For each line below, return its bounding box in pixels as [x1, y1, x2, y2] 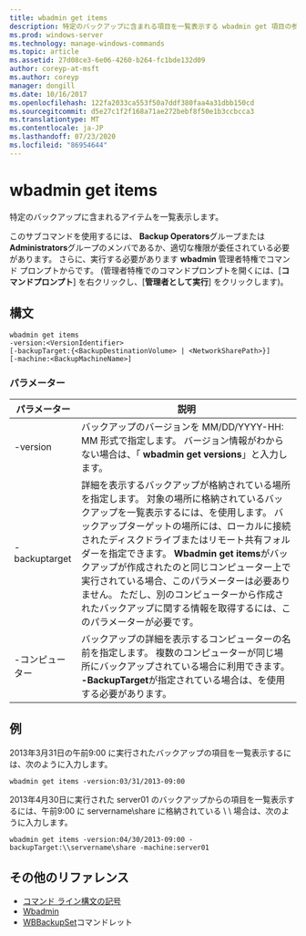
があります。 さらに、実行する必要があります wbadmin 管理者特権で [9, 253, 267, 265]
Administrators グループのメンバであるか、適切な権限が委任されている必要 [9, 242, 291, 253]
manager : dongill [9, 81, 76, 90]
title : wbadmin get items [9, 13, 107, 23]
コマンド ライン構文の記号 [22, 896, 121, 907]
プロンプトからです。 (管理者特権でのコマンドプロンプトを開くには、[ [19, 265, 282, 276]
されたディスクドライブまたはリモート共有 [81, 533, 263, 546]
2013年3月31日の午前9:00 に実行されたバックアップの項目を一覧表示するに [9, 747, 292, 758]
